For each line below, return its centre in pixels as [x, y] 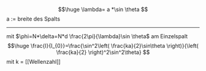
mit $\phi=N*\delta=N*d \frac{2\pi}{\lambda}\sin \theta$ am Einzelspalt [97, 36]
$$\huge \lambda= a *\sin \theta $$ [103, 9]
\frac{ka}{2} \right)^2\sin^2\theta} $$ [103, 52]
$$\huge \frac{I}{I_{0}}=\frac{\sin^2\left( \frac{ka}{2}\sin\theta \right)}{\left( [103, 46]
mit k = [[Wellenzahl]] [34, 62]
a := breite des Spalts [33, 19]
